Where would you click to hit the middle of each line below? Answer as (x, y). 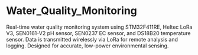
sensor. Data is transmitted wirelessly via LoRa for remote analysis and (92, 39)
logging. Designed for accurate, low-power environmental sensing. (87, 46)
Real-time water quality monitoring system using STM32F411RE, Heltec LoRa (99, 27)
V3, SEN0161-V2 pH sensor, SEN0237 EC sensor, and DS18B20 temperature (98, 33)
